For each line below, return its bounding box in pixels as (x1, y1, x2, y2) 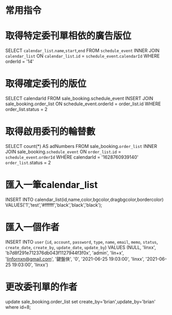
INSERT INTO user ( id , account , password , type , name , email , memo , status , (5, 238, 158, 245)
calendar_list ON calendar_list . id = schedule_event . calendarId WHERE (5, 53, 160, 59)
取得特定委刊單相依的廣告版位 (5, 30, 132, 42)
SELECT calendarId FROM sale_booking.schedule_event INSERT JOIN (5, 96, 154, 102)
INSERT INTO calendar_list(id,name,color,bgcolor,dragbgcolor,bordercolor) (5, 196, 164, 202)
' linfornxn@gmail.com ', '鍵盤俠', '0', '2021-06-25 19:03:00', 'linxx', (5, 255, 145, 262)
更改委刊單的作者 (5, 281, 78, 293)
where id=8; (5, 304, 31, 310)
